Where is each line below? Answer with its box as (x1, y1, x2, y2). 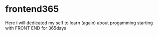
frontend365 (5, 3, 59, 15)
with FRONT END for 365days (5, 25, 66, 31)
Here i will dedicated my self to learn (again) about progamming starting (5, 20, 153, 26)
